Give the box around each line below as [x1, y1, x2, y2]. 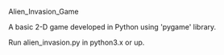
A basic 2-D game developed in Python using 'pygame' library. [8, 22, 217, 31]
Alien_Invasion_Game [8, 7, 79, 16]
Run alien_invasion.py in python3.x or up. [8, 37, 145, 47]
